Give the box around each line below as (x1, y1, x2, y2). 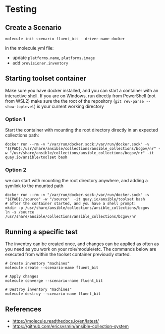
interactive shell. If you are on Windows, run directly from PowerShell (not (5, 93, 156, 99)
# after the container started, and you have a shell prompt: (5, 201, 136, 206)
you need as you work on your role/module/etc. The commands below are (5, 246, 157, 252)
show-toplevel (5, 104, 35, 109)
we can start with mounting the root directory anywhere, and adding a (5, 178, 148, 184)
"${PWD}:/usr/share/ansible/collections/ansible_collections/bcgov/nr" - (5, 146, 161, 151)
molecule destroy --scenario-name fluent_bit (5, 291, 101, 296)
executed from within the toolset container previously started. (5, 252, 131, 258)
